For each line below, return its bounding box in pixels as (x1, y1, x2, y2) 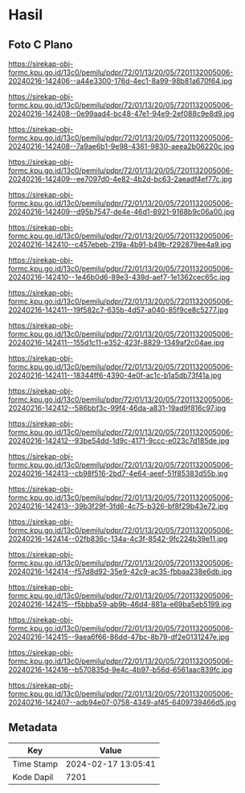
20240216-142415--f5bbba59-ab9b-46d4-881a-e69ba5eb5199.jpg (8, 600, 232, 609)
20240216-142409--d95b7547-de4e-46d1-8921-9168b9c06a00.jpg (8, 207, 235, 217)
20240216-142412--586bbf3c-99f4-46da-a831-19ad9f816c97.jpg (8, 403, 227, 412)
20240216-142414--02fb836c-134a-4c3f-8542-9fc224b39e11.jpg (8, 534, 228, 543)
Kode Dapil (12, 771, 54, 783)
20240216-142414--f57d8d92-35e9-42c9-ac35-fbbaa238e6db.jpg (8, 567, 233, 576)
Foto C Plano (8, 38, 73, 52)
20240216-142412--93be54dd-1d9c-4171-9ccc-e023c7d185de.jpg (8, 436, 230, 445)
